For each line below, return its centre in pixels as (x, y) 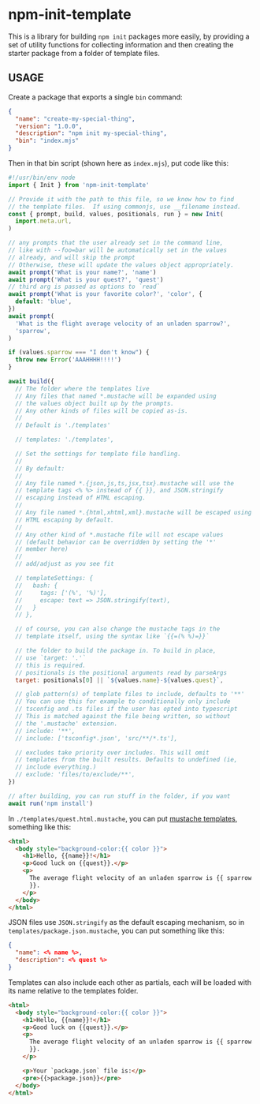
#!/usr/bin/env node (42, 178)
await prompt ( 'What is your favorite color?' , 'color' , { (105, 294)
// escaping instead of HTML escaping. (81, 498)
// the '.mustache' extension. (67, 724)
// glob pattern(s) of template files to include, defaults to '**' (130, 694)
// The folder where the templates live (82, 388)
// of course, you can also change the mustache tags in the (118, 629)
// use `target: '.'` (51, 658)
